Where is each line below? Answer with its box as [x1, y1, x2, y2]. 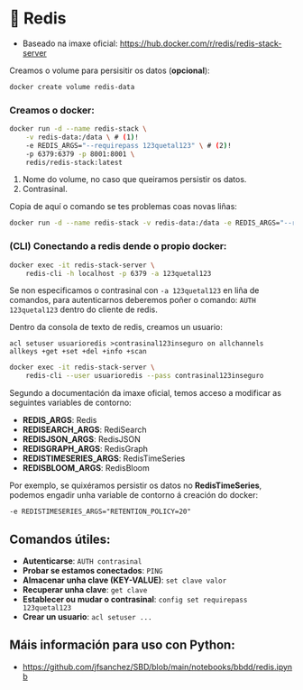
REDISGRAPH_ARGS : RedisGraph [22, 444, 149, 455]
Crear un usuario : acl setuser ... [22, 611, 152, 621]
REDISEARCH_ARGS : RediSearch [22, 424, 147, 436]
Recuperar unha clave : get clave [22, 584, 148, 594]
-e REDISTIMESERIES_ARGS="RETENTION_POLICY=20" [9, 507, 192, 517]
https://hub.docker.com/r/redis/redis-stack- [119, 38, 282, 49]
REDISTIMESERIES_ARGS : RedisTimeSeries [22, 453, 186, 464]
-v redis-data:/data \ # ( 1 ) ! [25, 133, 140, 142]
